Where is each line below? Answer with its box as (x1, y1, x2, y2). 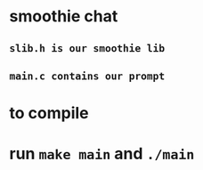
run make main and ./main (9, 144, 195, 164)
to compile (9, 103, 89, 124)
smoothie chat (9, 6, 118, 27)
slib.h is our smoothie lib (9, 42, 166, 54)
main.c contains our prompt (9, 69, 166, 82)
